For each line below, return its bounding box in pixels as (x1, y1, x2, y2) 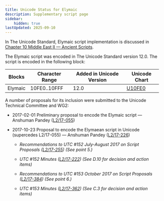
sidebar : (5, 16, 23, 21)
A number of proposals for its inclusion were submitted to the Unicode (5, 98, 146, 103)
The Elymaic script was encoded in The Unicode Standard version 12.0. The (5, 53, 158, 59)
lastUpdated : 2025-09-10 (5, 25, 56, 30)
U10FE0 (126, 85, 146, 92)
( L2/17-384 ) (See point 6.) (19, 176, 72, 182)
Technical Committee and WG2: (5, 102, 69, 108)
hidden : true (14, 21, 41, 26)
